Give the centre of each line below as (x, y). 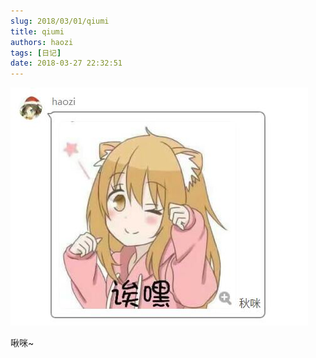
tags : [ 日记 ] (36, 53)
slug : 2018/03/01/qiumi (60, 21)
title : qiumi (37, 31)
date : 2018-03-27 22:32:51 (66, 63)
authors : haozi (42, 42)
